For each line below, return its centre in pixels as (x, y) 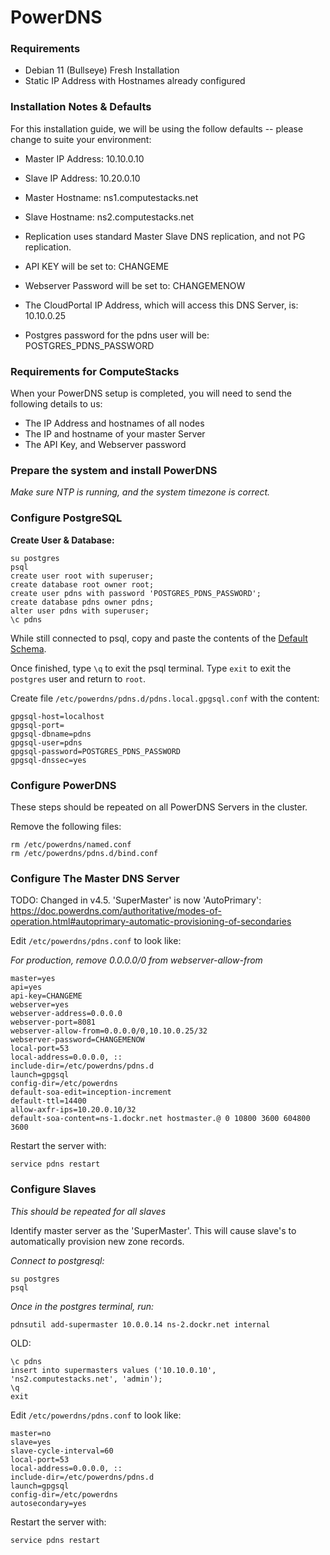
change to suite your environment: (81, 139)
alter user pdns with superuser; (80, 611)
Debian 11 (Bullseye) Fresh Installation (102, 70)
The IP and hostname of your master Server (115, 434)
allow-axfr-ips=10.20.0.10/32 (73, 1110)
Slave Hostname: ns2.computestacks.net (109, 217)
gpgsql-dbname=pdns (51, 734)
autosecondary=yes (48, 1503)
